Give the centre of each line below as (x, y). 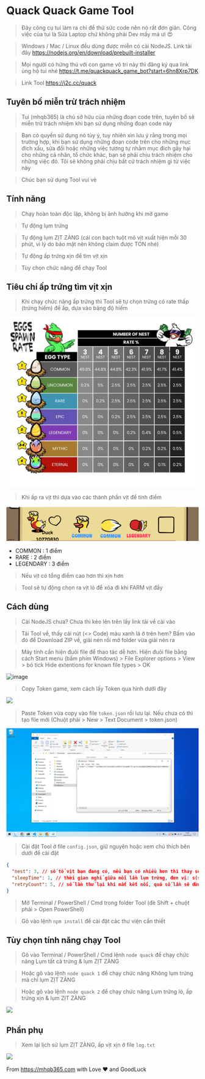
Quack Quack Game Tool (70, 11)
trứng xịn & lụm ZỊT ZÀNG (54, 998)
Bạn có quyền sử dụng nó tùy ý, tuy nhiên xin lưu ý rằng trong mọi (104, 135)
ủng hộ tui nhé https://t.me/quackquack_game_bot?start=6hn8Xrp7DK (110, 70)
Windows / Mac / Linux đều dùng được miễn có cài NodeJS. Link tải (106, 46)
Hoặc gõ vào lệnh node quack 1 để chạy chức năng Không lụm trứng (107, 973)
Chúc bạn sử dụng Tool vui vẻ (59, 180)
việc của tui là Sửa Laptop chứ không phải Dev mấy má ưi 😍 (97, 34)
